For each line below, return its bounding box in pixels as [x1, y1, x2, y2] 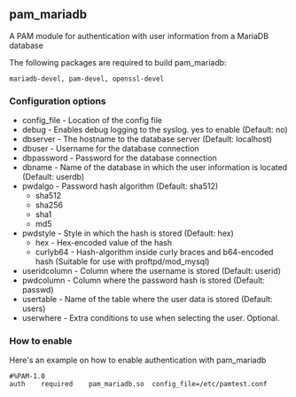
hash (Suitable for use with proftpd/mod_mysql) [35, 256, 210, 267]
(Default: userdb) [21, 172, 85, 183]
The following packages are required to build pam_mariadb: [9, 57, 228, 67]
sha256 [35, 199, 64, 211]
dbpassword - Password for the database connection [21, 152, 217, 163]
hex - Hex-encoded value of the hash [35, 237, 173, 248]
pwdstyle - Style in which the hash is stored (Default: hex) [21, 228, 234, 238]
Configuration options [9, 95, 106, 107]
